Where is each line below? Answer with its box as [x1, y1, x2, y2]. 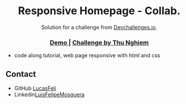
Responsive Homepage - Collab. [18, 4, 181, 18]
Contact [5, 69, 36, 79]
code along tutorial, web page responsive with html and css [14, 52, 160, 59]
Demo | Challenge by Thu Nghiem [49, 38, 149, 47]
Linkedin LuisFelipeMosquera [14, 91, 85, 98]
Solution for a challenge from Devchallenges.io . [41, 24, 157, 31]
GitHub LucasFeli [14, 84, 56, 92]
